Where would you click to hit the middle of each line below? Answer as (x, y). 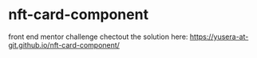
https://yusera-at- (219, 37)
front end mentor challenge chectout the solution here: (98, 37)
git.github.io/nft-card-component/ (64, 44)
